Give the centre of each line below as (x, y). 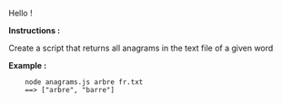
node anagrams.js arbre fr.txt (84, 82)
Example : (28, 66)
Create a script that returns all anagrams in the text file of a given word (141, 48)
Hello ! (20, 13)
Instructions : (35, 30)
